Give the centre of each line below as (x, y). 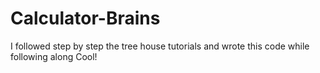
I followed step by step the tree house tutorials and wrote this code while (160, 46)
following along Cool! (54, 56)
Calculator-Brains (85, 18)
